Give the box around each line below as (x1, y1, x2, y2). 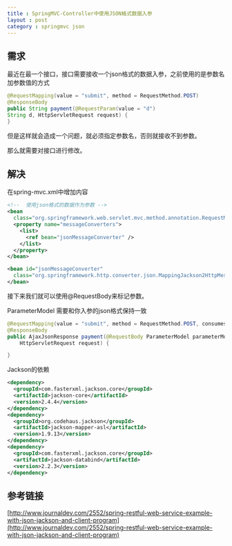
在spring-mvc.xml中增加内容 (7, 188, 88, 196)
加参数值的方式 (7, 79, 50, 87)
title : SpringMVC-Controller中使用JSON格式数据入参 (7, 10, 153, 17)
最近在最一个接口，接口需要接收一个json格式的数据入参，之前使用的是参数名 (7, 70, 225, 78)
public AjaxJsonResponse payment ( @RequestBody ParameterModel (7, 333, 190, 340)
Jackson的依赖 (7, 366, 50, 374)
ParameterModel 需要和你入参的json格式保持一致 (7, 306, 147, 314)
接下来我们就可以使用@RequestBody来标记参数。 (7, 292, 148, 300)
